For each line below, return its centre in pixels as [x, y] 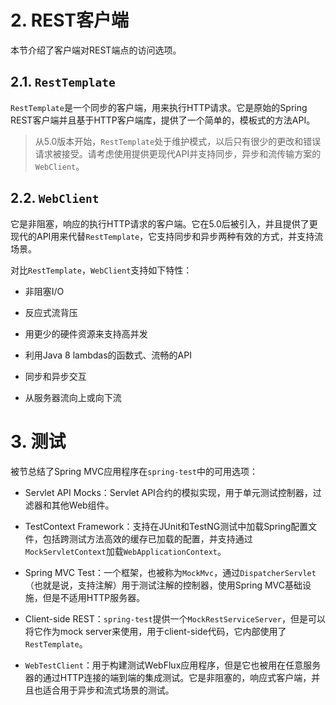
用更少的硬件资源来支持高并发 [86, 333]
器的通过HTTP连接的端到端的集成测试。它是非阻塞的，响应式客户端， [168, 677]
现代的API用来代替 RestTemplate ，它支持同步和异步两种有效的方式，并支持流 [167, 236]
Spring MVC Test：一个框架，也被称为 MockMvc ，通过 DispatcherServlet [170, 572]
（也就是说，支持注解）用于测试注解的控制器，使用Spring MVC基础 [163, 585]
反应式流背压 [51, 312]
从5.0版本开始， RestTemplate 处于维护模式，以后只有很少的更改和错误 [178, 141]
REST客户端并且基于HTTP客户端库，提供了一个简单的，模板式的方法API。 [163, 120]
